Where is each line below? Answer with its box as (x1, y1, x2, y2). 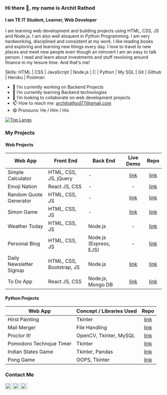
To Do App (7, 278, 33, 285)
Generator (7, 197, 31, 204)
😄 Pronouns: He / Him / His (12, 107, 69, 113)
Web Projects (5, 142, 34, 148)
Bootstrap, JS (48, 264, 80, 271)
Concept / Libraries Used (76, 308, 137, 315)
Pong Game (7, 356, 35, 363)
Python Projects (5, 295, 39, 301)
